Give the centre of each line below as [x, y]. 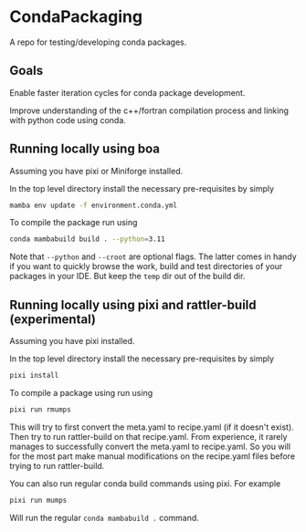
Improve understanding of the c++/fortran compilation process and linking [149, 110]
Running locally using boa [84, 149]
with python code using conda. [68, 120]
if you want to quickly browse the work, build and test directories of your [146, 266]
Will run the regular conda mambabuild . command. [104, 517]
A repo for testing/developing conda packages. [98, 42]
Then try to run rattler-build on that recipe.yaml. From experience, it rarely [148, 436]
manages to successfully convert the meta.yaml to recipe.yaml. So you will [150, 446]
